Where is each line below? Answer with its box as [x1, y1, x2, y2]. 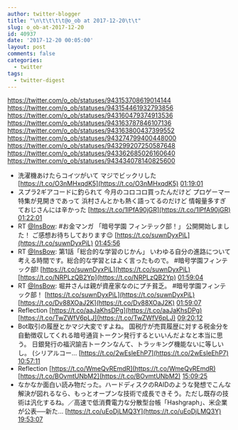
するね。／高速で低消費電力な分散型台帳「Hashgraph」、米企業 [42, 398, 228, 407]
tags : [7, 70, 23, 77]
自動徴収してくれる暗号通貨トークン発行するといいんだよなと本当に [17, 331, 217, 340]
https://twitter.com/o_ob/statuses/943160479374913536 [7, 111, 173, 120]
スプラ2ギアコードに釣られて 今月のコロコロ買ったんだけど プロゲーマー [17, 188, 231, 196]
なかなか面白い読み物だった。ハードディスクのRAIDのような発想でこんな [17, 380, 232, 389]
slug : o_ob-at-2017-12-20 [7, 23, 84, 31]
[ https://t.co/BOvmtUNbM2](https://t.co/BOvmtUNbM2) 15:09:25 [17, 372, 208, 381]
